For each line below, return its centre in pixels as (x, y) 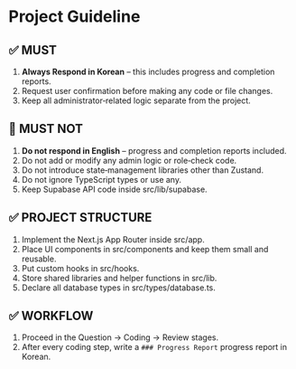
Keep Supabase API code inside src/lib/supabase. (115, 189)
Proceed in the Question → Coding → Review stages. (120, 337)
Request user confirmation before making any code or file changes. (147, 91)
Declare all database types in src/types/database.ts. (118, 288)
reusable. (39, 259)
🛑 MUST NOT (46, 129)
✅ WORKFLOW (51, 316)
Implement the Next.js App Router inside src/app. (113, 239)
